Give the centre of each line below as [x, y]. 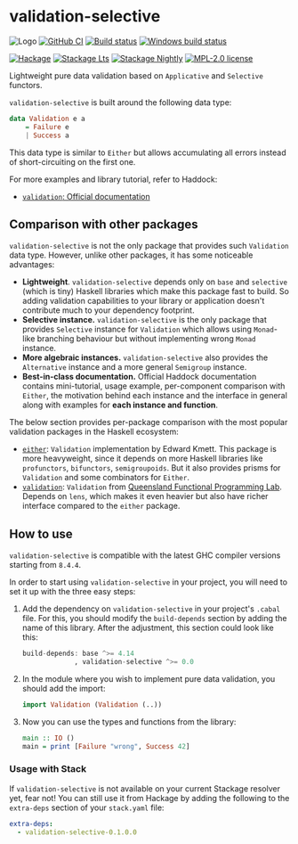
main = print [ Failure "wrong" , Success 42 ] [106, 746]
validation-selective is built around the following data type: [121, 102]
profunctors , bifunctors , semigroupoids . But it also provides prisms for [151, 468]
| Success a [47, 135]
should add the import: [64, 688]
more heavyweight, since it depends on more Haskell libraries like [142, 459]
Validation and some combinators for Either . [105, 478]
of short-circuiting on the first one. [72, 161]
